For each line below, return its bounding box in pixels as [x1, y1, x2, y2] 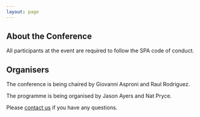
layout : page [6, 8, 39, 15]
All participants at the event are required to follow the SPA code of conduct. [6, 47, 195, 54]
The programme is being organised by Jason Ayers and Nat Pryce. [6, 92, 172, 100]
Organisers [6, 65, 50, 75]
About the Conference [6, 31, 92, 42]
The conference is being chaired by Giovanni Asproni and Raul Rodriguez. [6, 81, 190, 88]
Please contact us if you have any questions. [6, 104, 118, 112]
